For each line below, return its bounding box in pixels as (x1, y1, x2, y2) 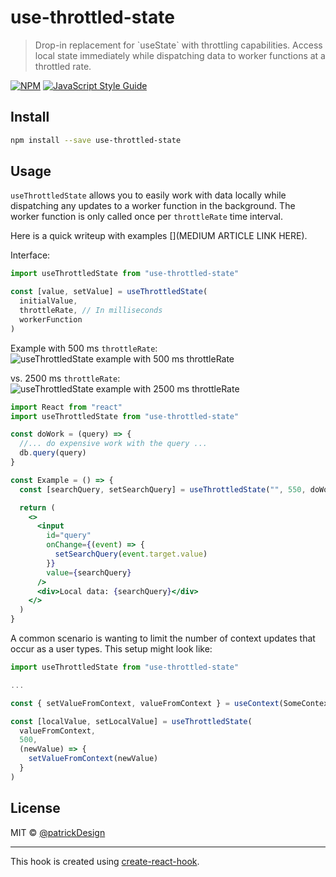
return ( (19, 502, 56, 513)
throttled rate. (34, 60, 92, 72)
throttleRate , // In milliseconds (19, 306, 163, 316)
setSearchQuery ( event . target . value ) (54, 549, 208, 560)
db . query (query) (19, 448, 87, 458)
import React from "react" (10, 402, 123, 412)
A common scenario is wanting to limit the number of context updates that (10, 632, 316, 645)
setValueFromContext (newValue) (28, 754, 159, 764)
